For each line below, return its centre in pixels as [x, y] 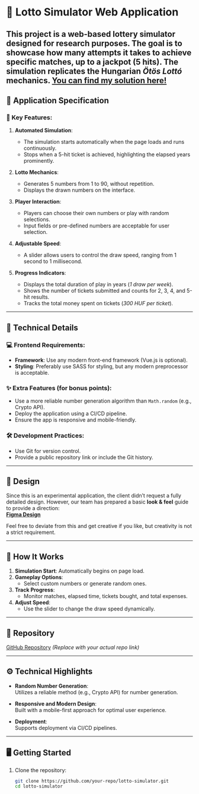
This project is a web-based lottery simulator [91, 34]
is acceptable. [32, 372]
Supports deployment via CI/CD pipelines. [66, 727]
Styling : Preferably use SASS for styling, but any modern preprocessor [101, 366]
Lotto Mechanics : [37, 172]
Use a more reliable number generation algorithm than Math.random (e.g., [103, 401]
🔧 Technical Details [42, 328]
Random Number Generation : [52, 686]
